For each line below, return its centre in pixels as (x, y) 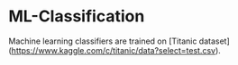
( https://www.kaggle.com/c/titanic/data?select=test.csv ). (115, 50)
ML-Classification (77, 16)
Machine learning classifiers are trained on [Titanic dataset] (119, 41)
